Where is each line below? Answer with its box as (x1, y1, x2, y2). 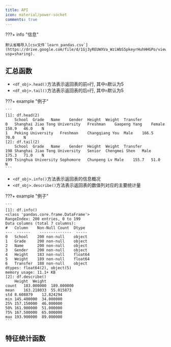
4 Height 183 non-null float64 (5, 252, 90, 257)
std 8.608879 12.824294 (5, 292, 63, 298)
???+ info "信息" (5, 32, 39, 38)
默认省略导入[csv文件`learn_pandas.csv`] (5, 43, 88, 48)
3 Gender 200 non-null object (5, 248, 88, 253)
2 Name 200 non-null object (5, 243, 88, 248)
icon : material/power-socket (5, 12, 67, 17)
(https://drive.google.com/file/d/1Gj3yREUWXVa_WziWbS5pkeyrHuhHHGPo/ (5, 47, 158, 52)
